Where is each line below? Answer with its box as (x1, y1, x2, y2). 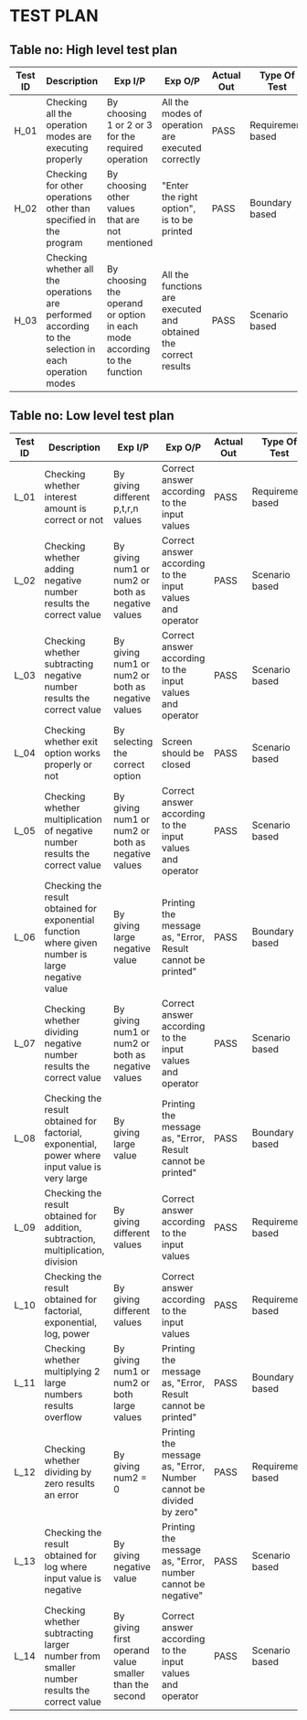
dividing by (44, 1465, 92, 1478)
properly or (44, 758, 93, 771)
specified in (45, 214, 97, 226)
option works (44, 746, 101, 759)
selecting (113, 735, 153, 748)
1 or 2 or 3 (106, 119, 153, 131)
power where (44, 1148, 101, 1161)
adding (44, 562, 75, 575)
